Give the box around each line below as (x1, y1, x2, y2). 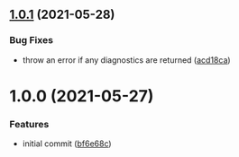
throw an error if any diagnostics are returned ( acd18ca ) (22, 54, 232, 65)
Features (9, 118, 50, 130)
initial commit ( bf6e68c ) (22, 138, 112, 149)
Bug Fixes (9, 34, 54, 47)
